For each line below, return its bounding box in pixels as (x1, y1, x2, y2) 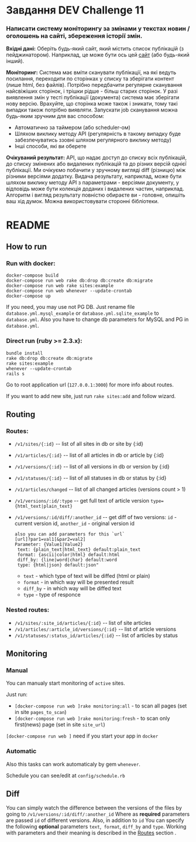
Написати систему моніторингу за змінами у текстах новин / (6, 25, 190, 33)
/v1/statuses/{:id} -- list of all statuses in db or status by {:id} (14, 474, 167, 481)
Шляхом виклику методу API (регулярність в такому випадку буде (14, 130, 181, 137)
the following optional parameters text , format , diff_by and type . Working (6, 823, 187, 830)
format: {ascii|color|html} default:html (17, 552, 120, 558)
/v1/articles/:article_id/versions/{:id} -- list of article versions (14, 625, 177, 632)
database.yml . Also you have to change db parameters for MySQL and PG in (6, 316, 189, 323)
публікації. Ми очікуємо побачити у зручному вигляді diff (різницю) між (6, 167, 186, 174)
